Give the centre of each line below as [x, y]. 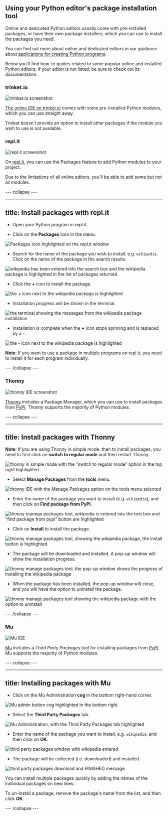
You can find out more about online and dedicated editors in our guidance [81, 48]
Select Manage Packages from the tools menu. [61, 479]
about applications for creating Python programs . [56, 54]
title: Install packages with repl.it [57, 213]
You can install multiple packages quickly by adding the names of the [76, 778]
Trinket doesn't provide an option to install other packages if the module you [84, 123]
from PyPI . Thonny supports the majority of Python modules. [68, 407]
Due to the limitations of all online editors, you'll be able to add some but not [83, 177]
